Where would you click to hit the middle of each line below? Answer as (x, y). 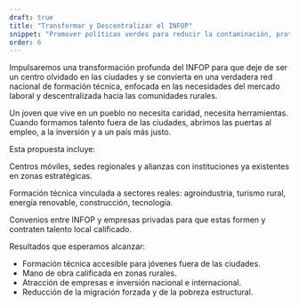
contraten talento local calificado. (70, 229)
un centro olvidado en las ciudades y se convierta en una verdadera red (141, 77)
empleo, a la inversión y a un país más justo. (90, 132)
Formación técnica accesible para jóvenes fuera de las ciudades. (141, 264)
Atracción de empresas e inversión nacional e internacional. (132, 283)
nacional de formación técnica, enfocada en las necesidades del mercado (145, 86)
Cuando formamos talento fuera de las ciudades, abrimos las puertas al (140, 123)
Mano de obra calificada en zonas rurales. (99, 273)
